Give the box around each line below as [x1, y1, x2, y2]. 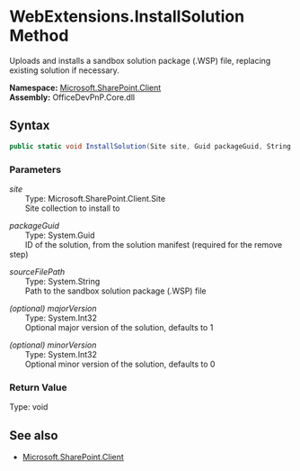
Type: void [9, 402, 49, 412]
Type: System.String [25, 276, 101, 286]
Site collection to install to [25, 203, 120, 213]
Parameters [9, 163, 61, 176]
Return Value [9, 381, 67, 394]
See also [9, 428, 58, 443]
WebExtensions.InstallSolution [9, 6, 245, 27]
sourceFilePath [9, 266, 66, 276]
